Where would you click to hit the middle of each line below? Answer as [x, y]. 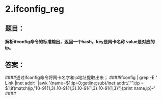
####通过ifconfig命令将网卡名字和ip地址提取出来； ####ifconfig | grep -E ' [81, 77]
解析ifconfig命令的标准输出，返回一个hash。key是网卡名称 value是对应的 [80, 42]
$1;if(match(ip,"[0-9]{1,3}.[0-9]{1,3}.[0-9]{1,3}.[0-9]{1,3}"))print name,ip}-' [80, 88]
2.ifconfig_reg [35, 9]
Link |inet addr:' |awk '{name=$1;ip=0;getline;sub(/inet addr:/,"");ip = [75, 83]
